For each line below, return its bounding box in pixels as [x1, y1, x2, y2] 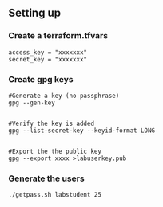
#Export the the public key [8, 147, 102, 155]
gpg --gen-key [8, 99, 56, 107]
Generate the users [8, 173, 85, 184]
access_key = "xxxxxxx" [8, 48, 88, 57]
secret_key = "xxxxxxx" [8, 55, 88, 63]
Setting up [8, 6, 62, 20]
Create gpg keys [8, 73, 74, 84]
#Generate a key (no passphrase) [8, 92, 120, 100]
